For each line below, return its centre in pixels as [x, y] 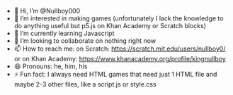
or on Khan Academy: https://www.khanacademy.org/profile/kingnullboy [120, 59]
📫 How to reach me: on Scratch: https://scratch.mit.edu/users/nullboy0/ [120, 49]
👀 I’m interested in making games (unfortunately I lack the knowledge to [119, 18]
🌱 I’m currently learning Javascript [64, 33]
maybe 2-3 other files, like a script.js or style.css [85, 84]
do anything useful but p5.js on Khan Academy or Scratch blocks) [110, 26]
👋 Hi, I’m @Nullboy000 [47, 11]
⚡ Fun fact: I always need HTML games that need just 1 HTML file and [115, 74]
